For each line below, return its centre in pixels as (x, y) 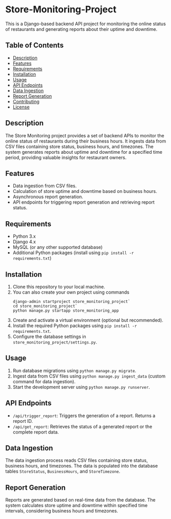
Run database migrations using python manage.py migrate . (74, 370)
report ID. (23, 421)
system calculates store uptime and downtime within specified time (77, 506)
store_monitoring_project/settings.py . (55, 342)
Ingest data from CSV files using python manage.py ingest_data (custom (89, 376)
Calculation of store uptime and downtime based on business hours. (85, 191)
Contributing (26, 101)
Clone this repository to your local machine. (59, 287)
